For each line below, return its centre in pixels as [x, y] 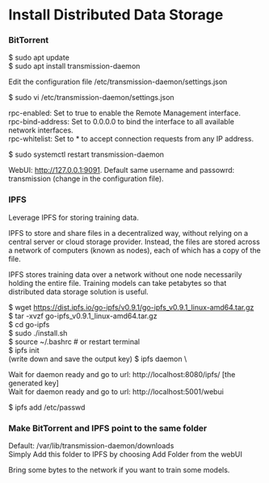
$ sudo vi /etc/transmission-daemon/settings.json [92, 98]
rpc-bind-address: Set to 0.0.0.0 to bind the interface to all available [121, 122]
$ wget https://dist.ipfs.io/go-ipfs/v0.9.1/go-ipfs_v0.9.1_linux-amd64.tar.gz [131, 307]
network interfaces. [41, 130]
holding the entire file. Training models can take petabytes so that [118, 283]
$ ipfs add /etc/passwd [47, 407]
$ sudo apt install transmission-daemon [74, 66]
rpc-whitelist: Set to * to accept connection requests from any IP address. [131, 139]
